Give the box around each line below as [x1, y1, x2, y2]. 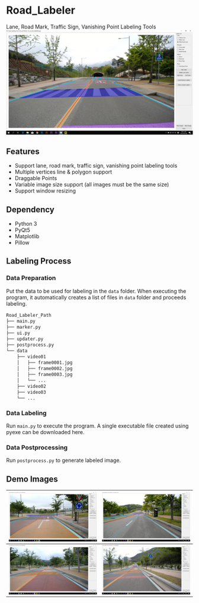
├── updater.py [6, 336, 44, 342]
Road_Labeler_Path [6, 312, 52, 318]
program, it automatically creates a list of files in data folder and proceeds [6, 294, 187, 301]
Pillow [14, 239, 30, 246]
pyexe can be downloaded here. [6, 429, 85, 436]
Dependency [6, 204, 54, 214]
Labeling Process [6, 256, 72, 267]
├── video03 [17, 389, 46, 395]
